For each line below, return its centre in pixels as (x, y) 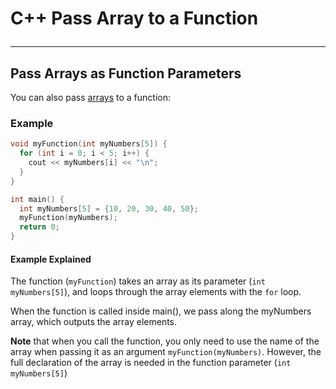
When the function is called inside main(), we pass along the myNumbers (161, 311)
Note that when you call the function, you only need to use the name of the (165, 341)
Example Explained (51, 259)
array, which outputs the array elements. (94, 322)
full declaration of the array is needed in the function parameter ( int (151, 363)
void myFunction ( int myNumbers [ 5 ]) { (89, 144)
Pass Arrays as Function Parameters (126, 73)
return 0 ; (39, 227)
